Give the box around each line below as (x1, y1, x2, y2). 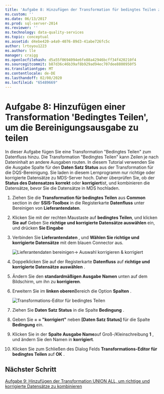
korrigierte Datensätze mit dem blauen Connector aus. (12, 240, 123, 246)
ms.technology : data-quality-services (5, 30, 84, 35)
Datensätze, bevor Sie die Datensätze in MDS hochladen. (5, 185, 120, 191)
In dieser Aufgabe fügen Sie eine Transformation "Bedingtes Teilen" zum (5, 148, 151, 154)
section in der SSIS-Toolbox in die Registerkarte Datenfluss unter (12, 199, 145, 206)
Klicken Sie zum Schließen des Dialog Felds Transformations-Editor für (12, 346, 158, 352)
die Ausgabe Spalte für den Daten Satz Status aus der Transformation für (5, 164, 154, 170)
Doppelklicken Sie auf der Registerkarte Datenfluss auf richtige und (12, 258, 150, 265)
